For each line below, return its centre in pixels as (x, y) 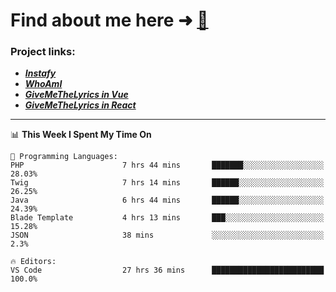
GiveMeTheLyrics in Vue (76, 95)
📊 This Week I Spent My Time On (81, 135)
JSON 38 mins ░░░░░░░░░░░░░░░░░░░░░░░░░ (167, 235)
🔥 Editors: (33, 262)
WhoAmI (43, 84)
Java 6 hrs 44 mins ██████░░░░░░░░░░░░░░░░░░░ (167, 200)
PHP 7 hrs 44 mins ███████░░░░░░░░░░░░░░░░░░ (167, 165)
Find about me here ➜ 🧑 (109, 20)
